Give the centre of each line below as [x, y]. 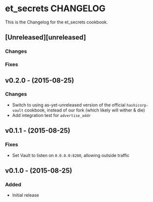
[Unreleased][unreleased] [46, 37]
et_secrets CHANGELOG [55, 9]
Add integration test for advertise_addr [52, 115]
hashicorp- [138, 105]
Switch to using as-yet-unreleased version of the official [69, 105]
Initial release [25, 195]
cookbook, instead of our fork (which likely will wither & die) [85, 110]
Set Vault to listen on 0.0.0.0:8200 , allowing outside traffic [71, 155]
